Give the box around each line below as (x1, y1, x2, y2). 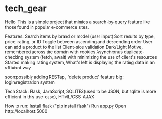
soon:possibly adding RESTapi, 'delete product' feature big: (5, 74, 124, 80)
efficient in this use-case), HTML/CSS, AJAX (5, 93, 95, 100)
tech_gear (5, 3, 47, 14)
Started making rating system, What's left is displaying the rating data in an (5, 59, 155, 65)
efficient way (5, 64, 31, 70)
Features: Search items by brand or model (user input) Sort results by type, (5, 34, 155, 39)
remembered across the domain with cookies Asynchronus (5, 49, 123, 55)
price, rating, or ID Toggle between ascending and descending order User (5, 38, 153, 44)
